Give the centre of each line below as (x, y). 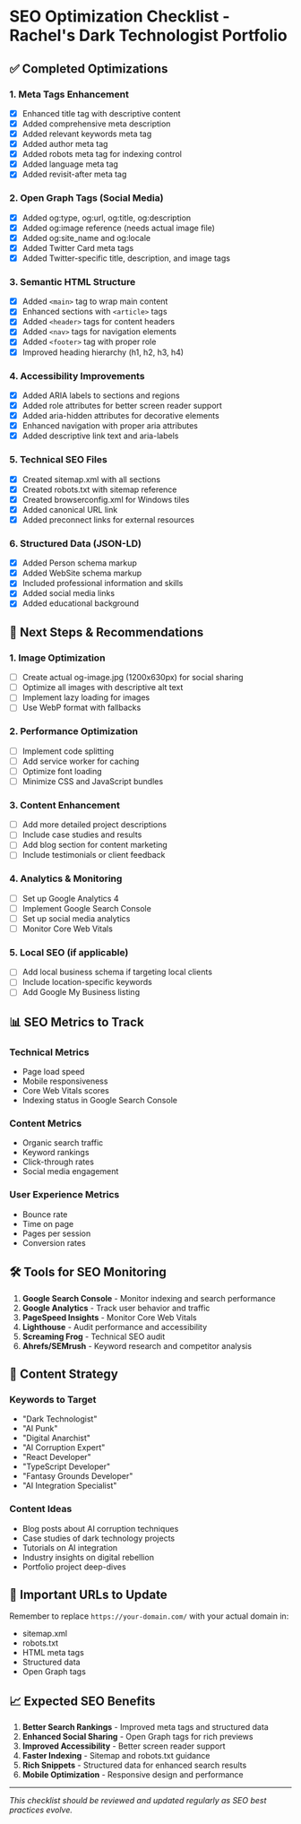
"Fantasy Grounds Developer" (77, 1476)
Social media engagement (70, 1171)
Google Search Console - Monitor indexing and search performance (149, 1298)
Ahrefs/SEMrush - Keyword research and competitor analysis (137, 1345)
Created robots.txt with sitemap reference (99, 489)
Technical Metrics (49, 1052)
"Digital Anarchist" (56, 1438)
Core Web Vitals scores (65, 1091)
